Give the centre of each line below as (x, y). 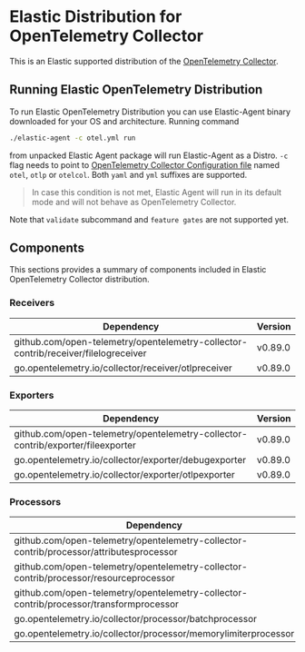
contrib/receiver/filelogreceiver (80, 353)
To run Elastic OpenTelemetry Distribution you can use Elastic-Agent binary (150, 112)
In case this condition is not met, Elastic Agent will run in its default (157, 192)
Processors (35, 501)
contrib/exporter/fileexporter (75, 445)
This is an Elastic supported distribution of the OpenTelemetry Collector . (144, 61)
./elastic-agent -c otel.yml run (73, 138)
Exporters (32, 395)
